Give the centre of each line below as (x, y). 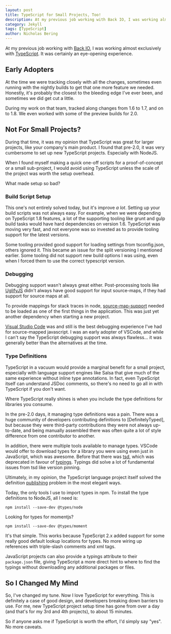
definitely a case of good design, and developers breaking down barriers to (84, 601)
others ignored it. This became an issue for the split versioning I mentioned (84, 250)
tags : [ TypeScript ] (26, 29)
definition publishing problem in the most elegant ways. (63, 483)
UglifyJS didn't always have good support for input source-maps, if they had (85, 291)
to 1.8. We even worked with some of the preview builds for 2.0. (72, 113)
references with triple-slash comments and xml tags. (61, 546)
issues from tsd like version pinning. (43, 467)
